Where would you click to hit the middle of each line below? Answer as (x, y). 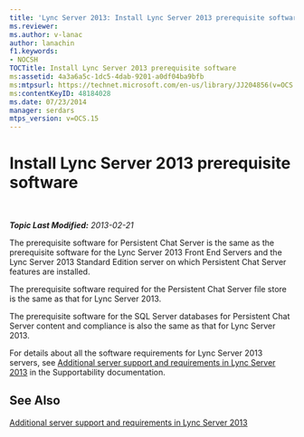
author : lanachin (42, 43)
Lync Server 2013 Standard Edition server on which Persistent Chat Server (148, 262)
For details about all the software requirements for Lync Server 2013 (136, 353)
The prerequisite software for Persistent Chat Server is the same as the (142, 243)
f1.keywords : (34, 52)
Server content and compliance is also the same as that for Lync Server (142, 326)
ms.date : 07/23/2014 (48, 102)
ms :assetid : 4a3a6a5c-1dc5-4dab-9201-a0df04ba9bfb (107, 77)
